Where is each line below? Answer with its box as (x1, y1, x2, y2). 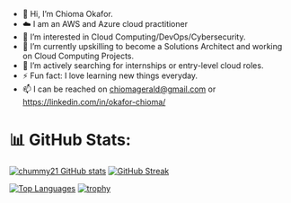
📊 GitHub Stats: (9, 130, 132, 150)
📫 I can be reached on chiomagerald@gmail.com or (22, 84, 216, 94)
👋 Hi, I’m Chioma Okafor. (22, 9, 114, 19)
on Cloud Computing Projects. (22, 50, 135, 61)
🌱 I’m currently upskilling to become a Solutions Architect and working (22, 41, 283, 51)
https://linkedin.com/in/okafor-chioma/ (22, 97, 166, 107)
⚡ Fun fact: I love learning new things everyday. (22, 70, 198, 81)
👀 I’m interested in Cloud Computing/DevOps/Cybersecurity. (22, 31, 246, 42)
